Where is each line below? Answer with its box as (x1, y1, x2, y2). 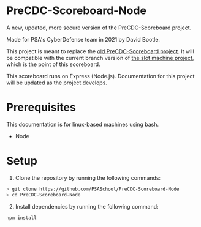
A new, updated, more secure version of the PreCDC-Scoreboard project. (6, 24, 192, 31)
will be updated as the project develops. (6, 79, 107, 86)
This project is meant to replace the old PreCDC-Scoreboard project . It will (6, 47, 194, 55)
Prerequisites (6, 100, 77, 114)
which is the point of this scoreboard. (6, 61, 100, 68)
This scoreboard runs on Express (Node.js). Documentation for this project (6, 72, 195, 80)
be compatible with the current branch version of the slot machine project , (6, 54, 194, 61)
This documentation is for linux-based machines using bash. (6, 121, 159, 128)
